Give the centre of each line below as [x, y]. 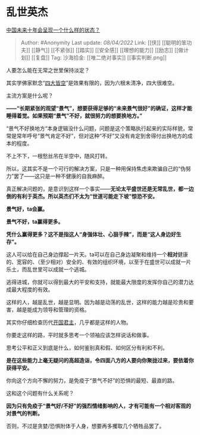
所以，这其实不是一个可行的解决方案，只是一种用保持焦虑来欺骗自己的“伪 [96, 168]
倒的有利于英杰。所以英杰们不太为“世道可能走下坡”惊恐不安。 [82, 196]
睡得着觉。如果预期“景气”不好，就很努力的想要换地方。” [74, 115]
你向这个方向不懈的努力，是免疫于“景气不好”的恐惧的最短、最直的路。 [92, 380]
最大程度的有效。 [32, 289]
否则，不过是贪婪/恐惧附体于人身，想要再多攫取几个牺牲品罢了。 [85, 426]
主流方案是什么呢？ [30, 95]
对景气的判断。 [24, 413]
